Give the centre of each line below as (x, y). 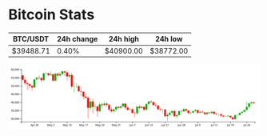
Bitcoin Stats (52, 15)
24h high (124, 39)
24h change (78, 39)
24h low (169, 39)
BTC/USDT (31, 39)
